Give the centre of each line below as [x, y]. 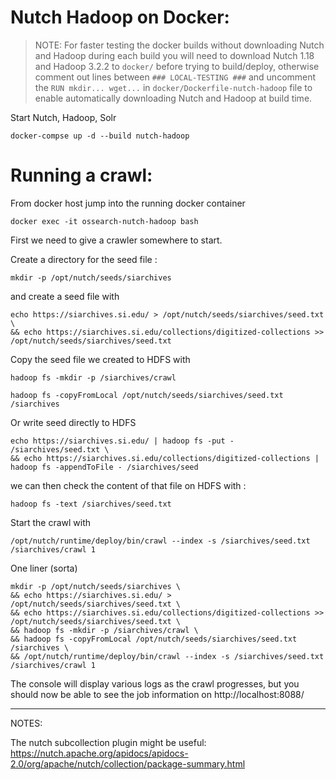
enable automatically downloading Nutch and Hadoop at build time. [173, 98]
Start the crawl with [51, 522]
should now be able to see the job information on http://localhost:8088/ [157, 694]
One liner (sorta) [44, 568]
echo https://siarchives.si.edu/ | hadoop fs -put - [122, 441]
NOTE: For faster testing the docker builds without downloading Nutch [179, 45]
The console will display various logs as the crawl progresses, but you [155, 683]
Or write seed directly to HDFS [73, 422]
